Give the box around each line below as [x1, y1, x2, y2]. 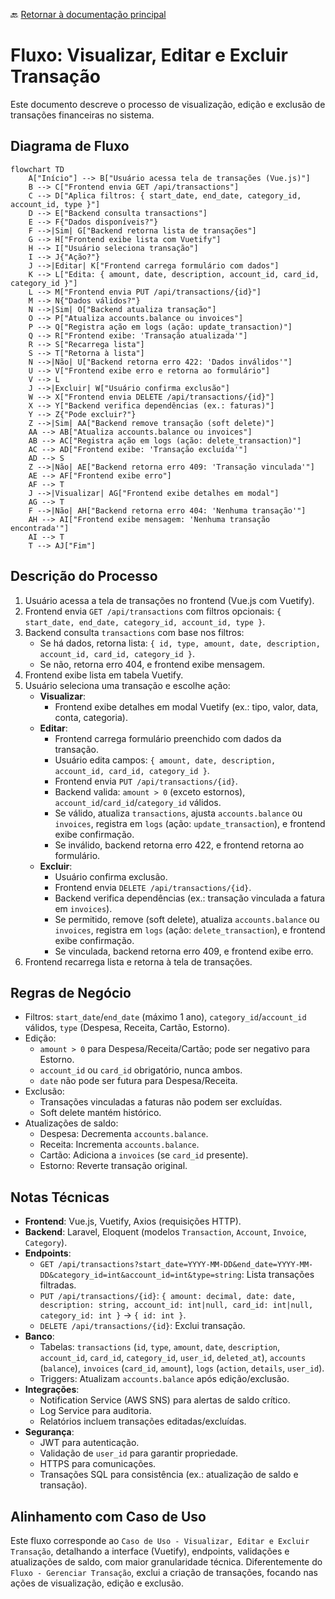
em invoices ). [54, 902, 113, 914]
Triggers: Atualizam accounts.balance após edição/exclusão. [39, 1373, 290, 1385]
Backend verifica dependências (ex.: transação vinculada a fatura [54, 892, 326, 904]
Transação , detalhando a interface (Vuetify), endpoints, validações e [10, 1545, 290, 1557]
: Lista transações [241, 1269, 315, 1281]
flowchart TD [10, 164, 65, 174]
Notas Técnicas [10, 1189, 110, 1206]
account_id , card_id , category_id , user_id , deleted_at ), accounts [39, 1352, 307, 1364]
